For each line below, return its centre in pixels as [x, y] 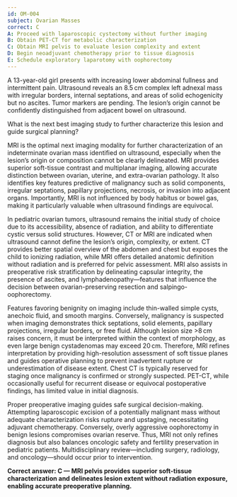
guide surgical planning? [43, 131]
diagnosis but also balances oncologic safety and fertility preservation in [113, 442]
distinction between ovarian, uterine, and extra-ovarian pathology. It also [113, 175]
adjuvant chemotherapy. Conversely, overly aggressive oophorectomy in [113, 427]
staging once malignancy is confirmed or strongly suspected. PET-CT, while [118, 375]
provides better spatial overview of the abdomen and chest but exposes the [118, 249]
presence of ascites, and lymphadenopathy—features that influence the [112, 279]
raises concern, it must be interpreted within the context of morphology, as [117, 338]
